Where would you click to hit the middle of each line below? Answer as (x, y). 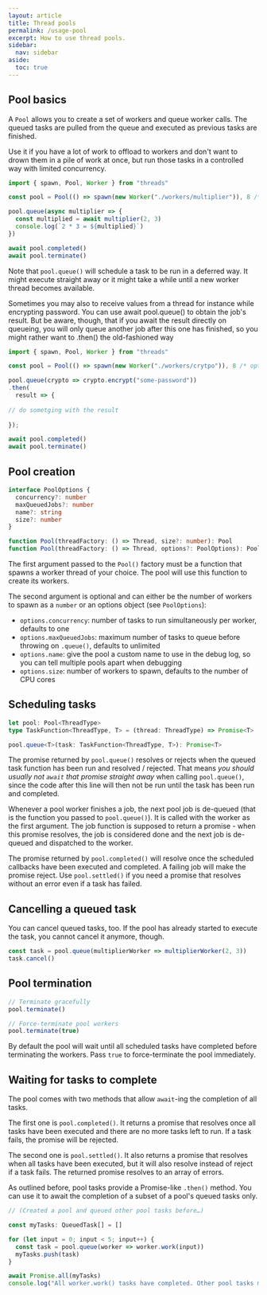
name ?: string (39, 512)
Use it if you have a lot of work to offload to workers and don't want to (123, 151)
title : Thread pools (43, 23)
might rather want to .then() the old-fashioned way (91, 337)
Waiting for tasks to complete (83, 1079)
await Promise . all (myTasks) (55, 1276)
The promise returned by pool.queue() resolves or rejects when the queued (132, 760)
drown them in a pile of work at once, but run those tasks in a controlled (126, 159)
